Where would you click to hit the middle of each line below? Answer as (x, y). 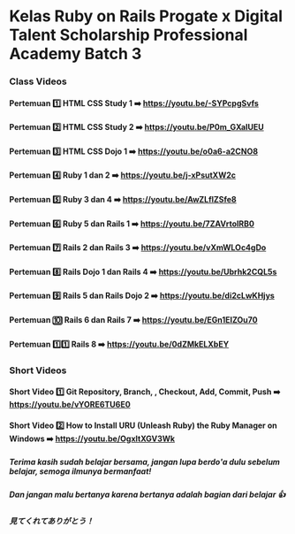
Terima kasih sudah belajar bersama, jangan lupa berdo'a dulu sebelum (145, 462)
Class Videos (38, 81)
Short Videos (38, 370)
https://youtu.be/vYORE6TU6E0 (70, 405)
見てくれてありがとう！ (52, 521)
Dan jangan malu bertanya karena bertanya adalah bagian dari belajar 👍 (147, 494)
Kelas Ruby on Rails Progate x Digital (146, 16)
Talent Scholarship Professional (129, 35)
